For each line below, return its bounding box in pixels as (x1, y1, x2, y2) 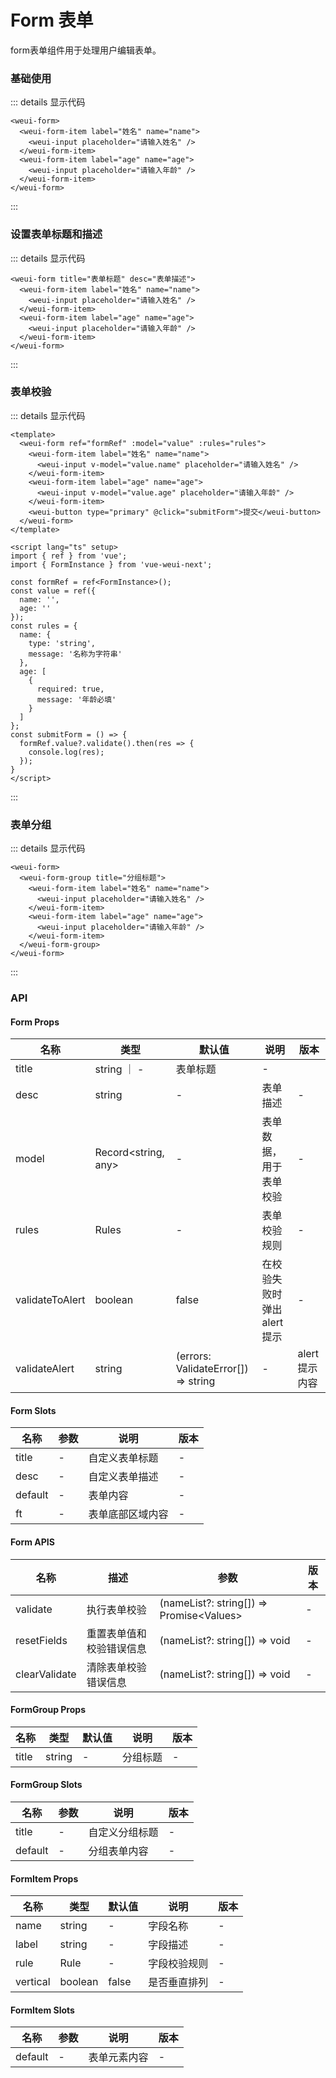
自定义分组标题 (88, 1826, 159, 1840)
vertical (15, 1975, 51, 1989)
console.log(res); (28, 747, 105, 757)
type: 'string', (28, 638, 97, 648)
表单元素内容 (88, 2051, 149, 2065)
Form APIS (10, 1536, 55, 1548)
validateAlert (15, 1362, 75, 1376)
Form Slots (10, 1404, 57, 1416)
